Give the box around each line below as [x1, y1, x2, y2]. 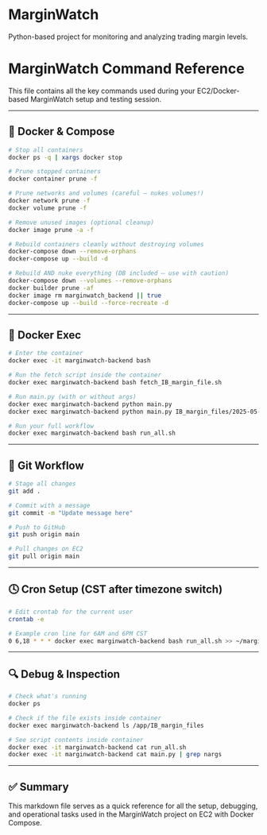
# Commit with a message [8, 501, 91, 509]
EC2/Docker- [197, 86, 240, 95]
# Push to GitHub [8, 523, 66, 532]
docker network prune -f [8, 197, 91, 205]
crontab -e [8, 615, 44, 623]
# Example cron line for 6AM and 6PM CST [8, 629, 148, 637]
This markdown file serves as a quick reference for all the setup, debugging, [8, 801, 258, 811]
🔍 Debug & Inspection [8, 667, 121, 681]
